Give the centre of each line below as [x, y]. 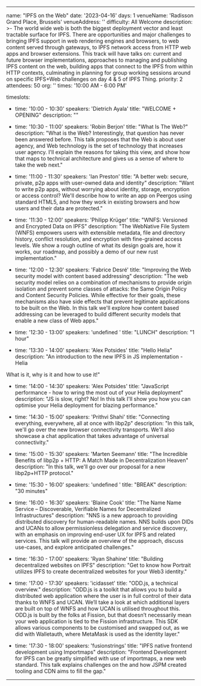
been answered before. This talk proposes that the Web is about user [100, 139]
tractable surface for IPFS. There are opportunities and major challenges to [99, 34]
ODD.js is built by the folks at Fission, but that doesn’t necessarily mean [103, 615]
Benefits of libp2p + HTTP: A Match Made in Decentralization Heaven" [101, 460]
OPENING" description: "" [47, 115]
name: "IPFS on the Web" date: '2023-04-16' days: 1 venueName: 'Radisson [100, 15]
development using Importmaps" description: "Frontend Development [100, 652]
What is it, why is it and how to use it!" [53, 374]
